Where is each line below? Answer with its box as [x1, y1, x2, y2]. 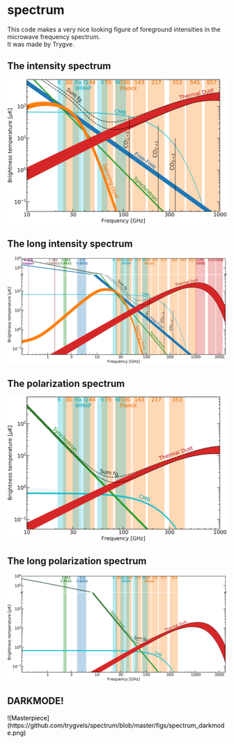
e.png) [7, 728, 26, 737]
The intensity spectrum [7, 60, 111, 72]
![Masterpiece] [7, 713, 50, 722]
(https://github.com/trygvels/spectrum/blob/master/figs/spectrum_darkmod [7, 721, 225, 729]
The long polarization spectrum [7, 555, 147, 567]
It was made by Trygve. [7, 40, 75, 48]
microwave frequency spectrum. [7, 32, 101, 40]
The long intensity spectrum [7, 238, 133, 250]
